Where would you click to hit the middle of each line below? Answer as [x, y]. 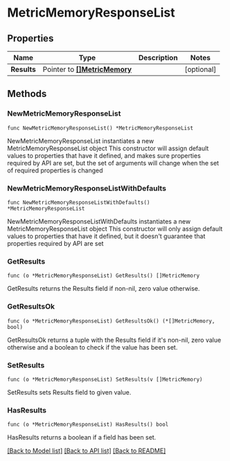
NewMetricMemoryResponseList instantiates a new [81, 141]
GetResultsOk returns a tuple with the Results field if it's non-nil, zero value [114, 340]
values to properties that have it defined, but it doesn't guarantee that [106, 236]
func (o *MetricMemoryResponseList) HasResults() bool [88, 425]
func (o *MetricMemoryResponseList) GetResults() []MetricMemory [103, 276]
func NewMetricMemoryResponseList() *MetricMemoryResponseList [100, 128]
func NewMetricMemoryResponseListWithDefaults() [79, 202]
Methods [27, 94]
